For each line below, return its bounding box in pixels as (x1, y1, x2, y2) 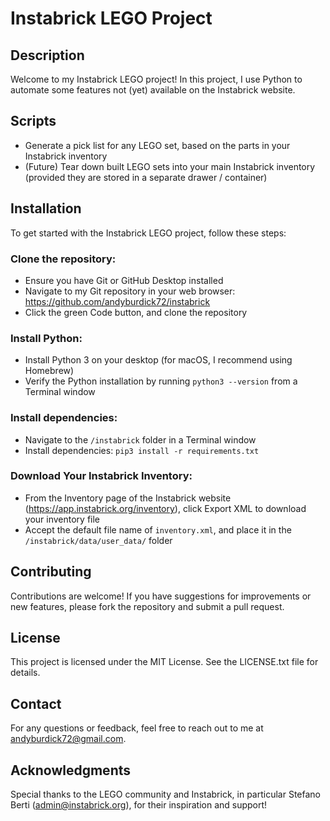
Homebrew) (24, 365, 75, 377)
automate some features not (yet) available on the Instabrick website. (10, 84, 296, 96)
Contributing (10, 563, 92, 581)
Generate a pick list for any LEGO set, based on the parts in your (24, 139, 291, 151)
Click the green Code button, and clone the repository (24, 306, 248, 318)
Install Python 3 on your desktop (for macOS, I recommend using (24, 354, 293, 366)
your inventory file (24, 513, 101, 525)
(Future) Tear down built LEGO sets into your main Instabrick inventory (24, 160, 316, 172)
